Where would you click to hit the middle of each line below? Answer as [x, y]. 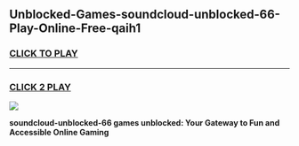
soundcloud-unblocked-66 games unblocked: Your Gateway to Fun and [145, 122]
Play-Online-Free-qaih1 [75, 29]
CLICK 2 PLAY [40, 87]
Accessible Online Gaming [59, 132]
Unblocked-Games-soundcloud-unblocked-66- [145, 15]
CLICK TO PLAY [44, 54]
